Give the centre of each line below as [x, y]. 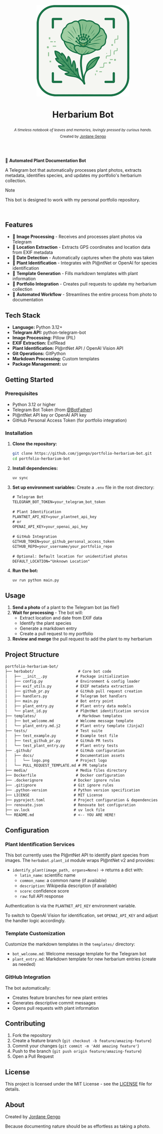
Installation [19, 433]
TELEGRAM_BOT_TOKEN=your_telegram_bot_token [59, 502]
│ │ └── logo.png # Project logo [56, 761]
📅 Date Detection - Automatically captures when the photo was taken [83, 258]
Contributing [25, 1023]
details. [13, 1089]
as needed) [24, 964]
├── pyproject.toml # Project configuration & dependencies [81, 800]
